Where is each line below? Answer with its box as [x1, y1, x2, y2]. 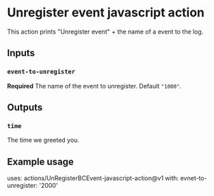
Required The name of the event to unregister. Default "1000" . [7, 82, 182, 90]
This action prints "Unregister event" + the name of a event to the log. [7, 27, 204, 36]
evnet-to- [180, 174, 207, 182]
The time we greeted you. [7, 136, 80, 145]
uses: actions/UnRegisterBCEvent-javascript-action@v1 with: [7, 174, 179, 182]
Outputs [7, 101, 43, 114]
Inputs [7, 47, 36, 59]
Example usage [7, 156, 74, 167]
